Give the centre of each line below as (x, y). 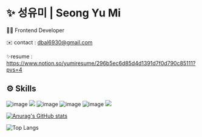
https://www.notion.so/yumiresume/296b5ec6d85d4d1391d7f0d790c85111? (101, 63)
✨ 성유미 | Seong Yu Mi (64, 13)
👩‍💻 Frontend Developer (35, 30)
